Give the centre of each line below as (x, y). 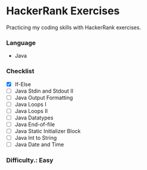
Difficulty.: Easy (30, 160)
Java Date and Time (39, 144)
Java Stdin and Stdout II (44, 91)
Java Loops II (31, 111)
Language (21, 43)
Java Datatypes (34, 118)
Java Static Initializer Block (48, 131)
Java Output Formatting (44, 97)
